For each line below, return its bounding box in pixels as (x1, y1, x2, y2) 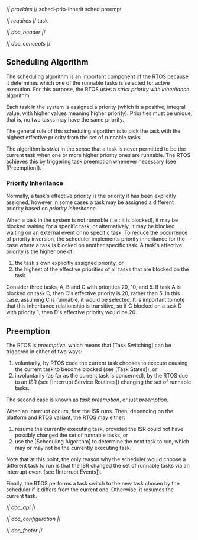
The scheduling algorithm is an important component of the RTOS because (6, 73, 189, 80)
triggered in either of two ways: (6, 347, 83, 355)
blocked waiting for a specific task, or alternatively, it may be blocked (6, 223, 176, 230)
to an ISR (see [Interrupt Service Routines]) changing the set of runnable (14, 378, 191, 385)
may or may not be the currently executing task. (14, 444, 132, 451)
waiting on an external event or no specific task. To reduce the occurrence (6, 229, 188, 237)
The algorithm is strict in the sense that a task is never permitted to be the (6, 145, 186, 152)
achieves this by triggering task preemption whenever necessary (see (6, 158, 176, 165)
